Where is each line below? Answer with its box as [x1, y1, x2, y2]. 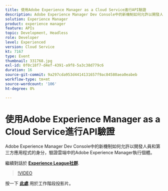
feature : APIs [5, 26, 35, 31]
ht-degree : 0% [5, 86, 35, 91]
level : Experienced [5, 40, 46, 45]
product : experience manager [5, 21, 66, 26]
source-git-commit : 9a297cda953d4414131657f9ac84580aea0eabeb [5, 72, 137, 77]
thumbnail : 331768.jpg [5, 58, 52, 63]
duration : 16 [5, 68, 32, 73]
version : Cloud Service [5, 44, 55, 49]
